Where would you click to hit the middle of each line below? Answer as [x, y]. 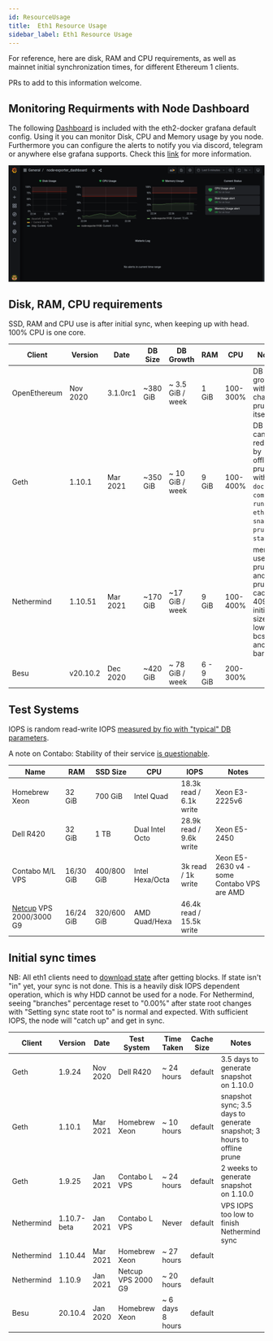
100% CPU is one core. [47, 333]
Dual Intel [149, 829]
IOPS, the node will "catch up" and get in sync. [87, 1020]
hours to [235, 1140]
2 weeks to [239, 1168]
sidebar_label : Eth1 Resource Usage [70, 34]
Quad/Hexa [153, 921]
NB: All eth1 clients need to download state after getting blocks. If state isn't [135, 977]
